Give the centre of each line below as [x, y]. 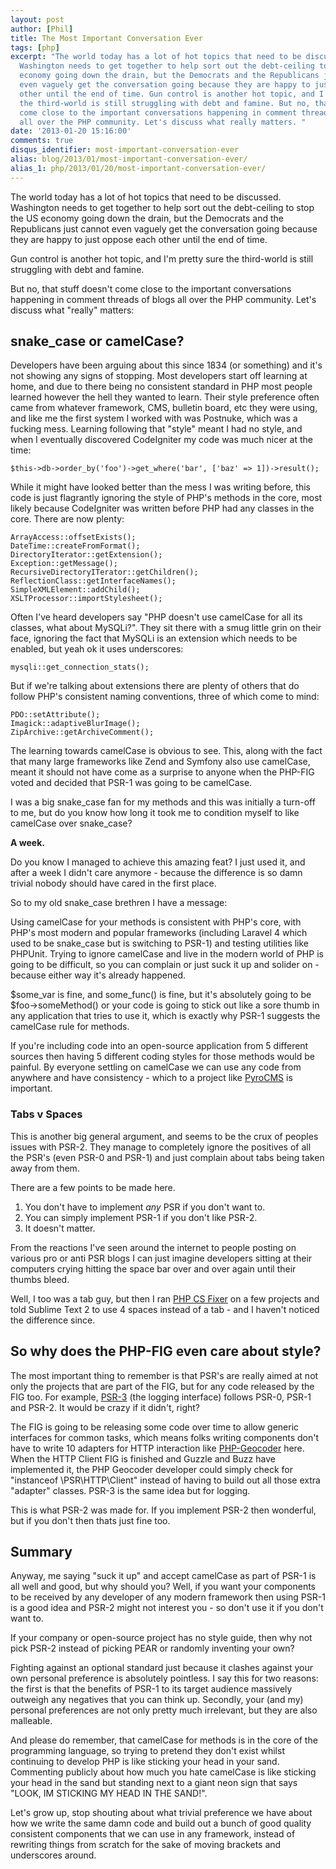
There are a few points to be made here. [93, 1187]
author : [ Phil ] [42, 29]
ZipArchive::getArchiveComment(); [82, 732]
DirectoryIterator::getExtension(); [86, 555]
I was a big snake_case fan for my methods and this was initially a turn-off [163, 802]
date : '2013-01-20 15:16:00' [71, 131]
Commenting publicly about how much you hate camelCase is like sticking [163, 1772]
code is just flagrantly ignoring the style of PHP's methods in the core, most [166, 498]
